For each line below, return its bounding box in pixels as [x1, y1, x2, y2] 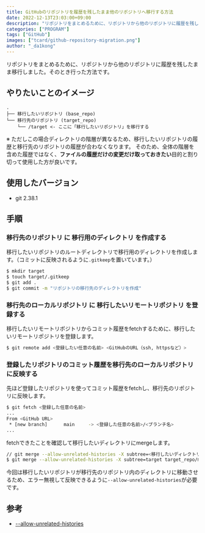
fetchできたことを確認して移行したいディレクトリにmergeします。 [6, 439, 174, 446]
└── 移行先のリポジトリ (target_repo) [6, 117, 96, 123]
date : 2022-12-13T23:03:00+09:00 [6, 15, 92, 21]
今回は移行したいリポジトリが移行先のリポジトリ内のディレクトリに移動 [6, 468, 188, 476]
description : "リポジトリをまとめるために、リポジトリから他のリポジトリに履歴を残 [6, 20, 195, 26]
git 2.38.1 [15, 194, 38, 201]
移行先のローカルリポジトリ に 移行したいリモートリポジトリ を [6, 300, 192, 309]
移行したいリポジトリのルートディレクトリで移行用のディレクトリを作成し [6, 248, 193, 256]
